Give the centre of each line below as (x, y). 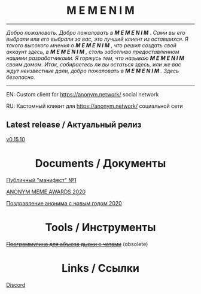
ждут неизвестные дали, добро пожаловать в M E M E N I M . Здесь (93, 71)
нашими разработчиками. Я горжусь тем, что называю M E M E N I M (95, 58)
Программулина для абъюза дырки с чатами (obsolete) (77, 244)
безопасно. (21, 77)
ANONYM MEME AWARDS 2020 (46, 192)
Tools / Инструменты (100, 227)
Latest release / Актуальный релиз (74, 125)
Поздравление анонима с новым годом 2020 (64, 203)
